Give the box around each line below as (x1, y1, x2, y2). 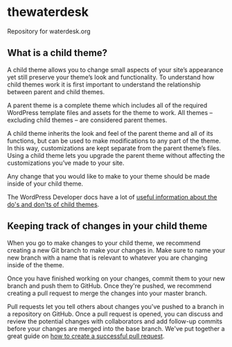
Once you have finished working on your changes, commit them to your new (7, 274, 225, 283)
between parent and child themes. (7, 87, 105, 96)
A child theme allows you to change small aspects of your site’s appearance (7, 65, 224, 73)
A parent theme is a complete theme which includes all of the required (7, 101, 208, 109)
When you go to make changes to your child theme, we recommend (7, 238, 201, 247)
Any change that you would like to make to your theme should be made (7, 172, 210, 180)
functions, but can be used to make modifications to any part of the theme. (7, 136, 221, 145)
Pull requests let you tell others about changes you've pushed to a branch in (7, 302, 224, 310)
